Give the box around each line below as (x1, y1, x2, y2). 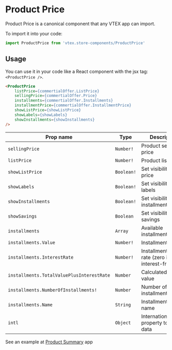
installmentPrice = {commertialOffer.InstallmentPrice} (14, 103, 132, 108)
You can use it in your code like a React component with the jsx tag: (5, 68, 148, 74)
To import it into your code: (5, 30, 62, 36)
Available (141, 224, 163, 231)
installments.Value (8, 240, 55, 245)
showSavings (8, 213, 37, 219)
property (141, 319, 162, 326)
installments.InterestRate (8, 254, 74, 260)
